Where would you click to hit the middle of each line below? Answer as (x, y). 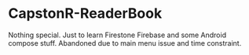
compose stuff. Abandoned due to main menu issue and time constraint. (125, 43)
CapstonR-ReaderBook (85, 14)
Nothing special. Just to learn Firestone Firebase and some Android (117, 35)
